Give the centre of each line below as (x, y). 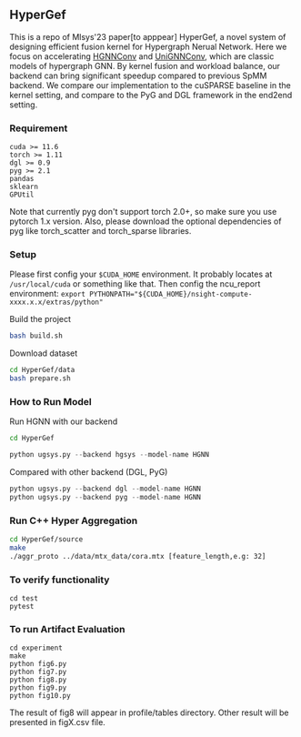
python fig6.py (38, 664)
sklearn (24, 187)
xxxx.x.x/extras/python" (56, 303)
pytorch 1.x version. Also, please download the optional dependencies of (145, 221)
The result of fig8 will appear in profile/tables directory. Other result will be (149, 712)
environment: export (48, 294)
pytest (22, 607)
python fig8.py (38, 680)
